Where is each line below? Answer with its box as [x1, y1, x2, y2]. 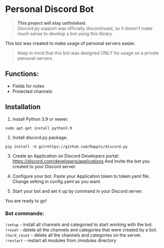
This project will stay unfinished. [17, 20, 87, 26]
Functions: [5, 70, 39, 78]
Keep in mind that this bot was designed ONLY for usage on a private [17, 50, 159, 56]
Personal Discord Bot [5, 3, 94, 15]
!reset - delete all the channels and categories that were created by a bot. [5, 227, 158, 233]
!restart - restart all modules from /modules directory [5, 237, 117, 243]
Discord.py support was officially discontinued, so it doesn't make [17, 25, 153, 31]
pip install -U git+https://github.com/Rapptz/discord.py [5, 144, 128, 149]
